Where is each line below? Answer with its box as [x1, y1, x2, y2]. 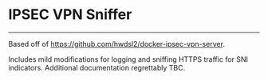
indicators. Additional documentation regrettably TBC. [8, 63, 186, 72]
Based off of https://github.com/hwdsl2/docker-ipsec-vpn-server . [8, 39, 226, 48]
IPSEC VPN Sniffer [8, 6, 132, 24]
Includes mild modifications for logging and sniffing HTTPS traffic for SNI [8, 54, 249, 64]
